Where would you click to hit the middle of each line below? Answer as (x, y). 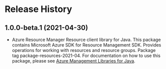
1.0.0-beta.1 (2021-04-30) (46, 28)
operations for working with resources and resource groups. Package (84, 50)
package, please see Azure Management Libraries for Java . (74, 61)
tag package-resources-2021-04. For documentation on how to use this (86, 55)
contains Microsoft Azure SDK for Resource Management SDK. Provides (87, 45)
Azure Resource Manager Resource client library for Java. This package (86, 39)
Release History (38, 9)
